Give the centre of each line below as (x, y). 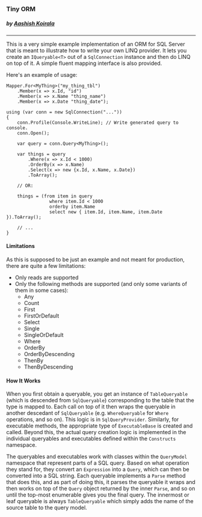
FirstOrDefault (41, 316)
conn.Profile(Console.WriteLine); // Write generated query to (98, 122)
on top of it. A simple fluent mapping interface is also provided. (84, 63)
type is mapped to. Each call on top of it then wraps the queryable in (91, 407)
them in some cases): (41, 291)
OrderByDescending (49, 354)
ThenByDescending (48, 367)
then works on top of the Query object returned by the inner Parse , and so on (101, 489)
